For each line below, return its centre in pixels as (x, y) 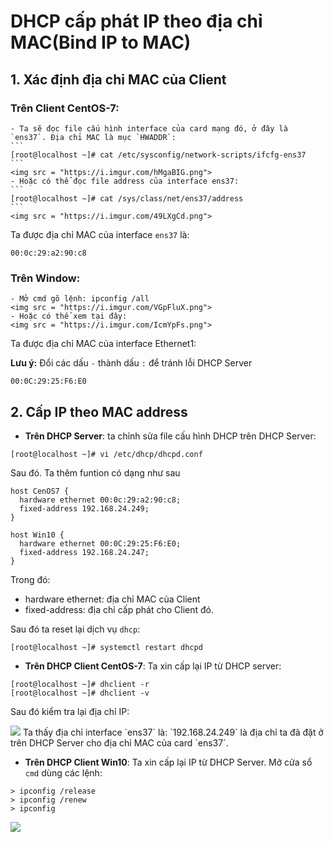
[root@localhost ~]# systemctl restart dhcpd (106, 647)
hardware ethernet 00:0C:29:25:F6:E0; (100, 543)
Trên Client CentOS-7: (65, 108)
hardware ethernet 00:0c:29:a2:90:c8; (100, 500)
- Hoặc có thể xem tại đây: (69, 316)
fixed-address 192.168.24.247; (84, 552)
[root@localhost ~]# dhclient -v (80, 693)
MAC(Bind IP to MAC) (101, 42)
